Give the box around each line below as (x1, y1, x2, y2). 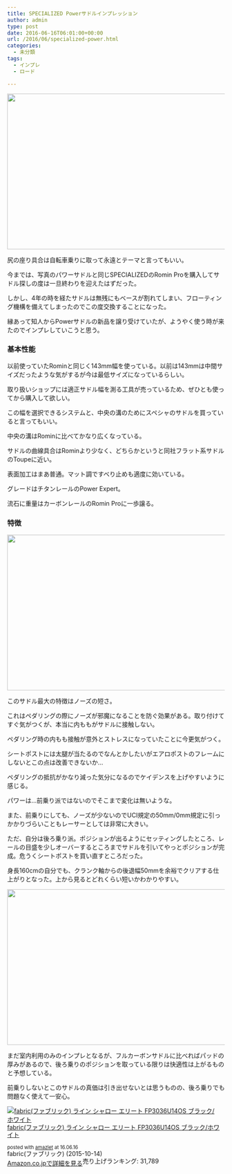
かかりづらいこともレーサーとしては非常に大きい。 (7, 820, 153, 828)
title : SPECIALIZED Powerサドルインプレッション (7, 10, 138, 17)
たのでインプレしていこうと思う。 (7, 326, 104, 334)
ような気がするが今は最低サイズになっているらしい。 (37, 370, 188, 378)
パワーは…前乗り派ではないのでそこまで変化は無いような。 (7, 796, 176, 805)
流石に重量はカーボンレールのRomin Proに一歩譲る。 (7, 499, 157, 507)
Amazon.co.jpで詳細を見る (7, 1159, 83, 1167)
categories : (7, 42, 41, 49)
